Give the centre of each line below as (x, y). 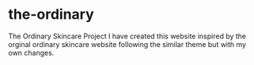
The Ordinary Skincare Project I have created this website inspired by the (127, 36)
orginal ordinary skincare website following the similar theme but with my (127, 44)
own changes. (31, 52)
